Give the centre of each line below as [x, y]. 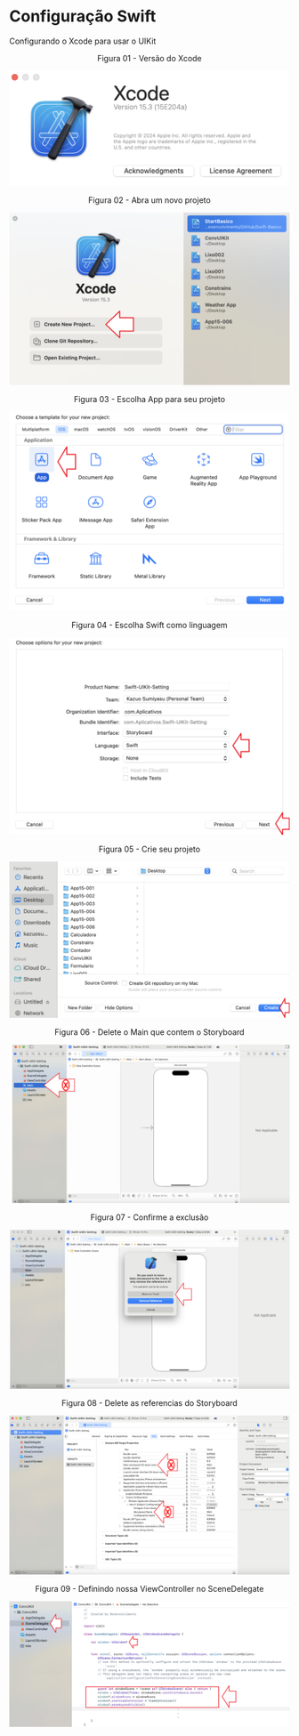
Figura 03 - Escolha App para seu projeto [149, 399]
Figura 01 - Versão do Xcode [149, 58]
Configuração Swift [83, 16]
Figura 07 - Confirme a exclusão [149, 1217]
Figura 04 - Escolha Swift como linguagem [149, 626]
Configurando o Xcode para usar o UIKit [83, 41]
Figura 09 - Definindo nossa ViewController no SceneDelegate [149, 1589]
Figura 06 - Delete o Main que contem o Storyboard [149, 1032]
